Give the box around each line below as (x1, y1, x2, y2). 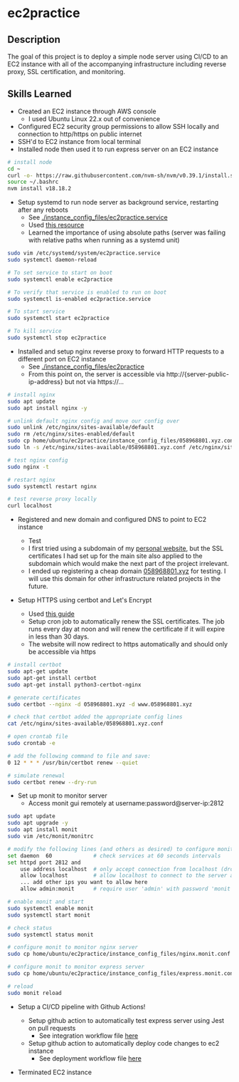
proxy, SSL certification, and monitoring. (7, 68, 126, 76)
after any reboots (17, 205, 69, 215)
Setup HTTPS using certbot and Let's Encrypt (17, 596, 152, 604)
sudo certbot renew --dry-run (7, 778, 97, 785)
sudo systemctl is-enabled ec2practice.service (7, 295, 152, 302)
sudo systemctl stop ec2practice (7, 334, 107, 341)
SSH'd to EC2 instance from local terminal (17, 137, 141, 145)
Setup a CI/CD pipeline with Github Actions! (17, 1002, 146, 1011)
